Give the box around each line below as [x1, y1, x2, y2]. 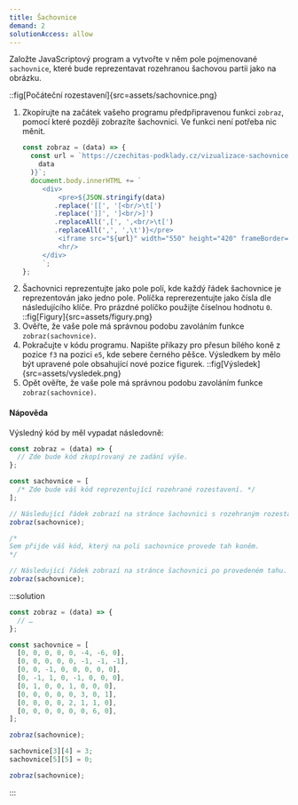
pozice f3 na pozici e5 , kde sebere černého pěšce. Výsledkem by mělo [21, 349, 281, 360]
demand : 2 [9, 21, 46, 30]
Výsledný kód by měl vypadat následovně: [9, 427, 164, 438]
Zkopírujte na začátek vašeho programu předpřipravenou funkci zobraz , [21, 108, 285, 118]
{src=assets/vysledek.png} [21, 368, 122, 379]
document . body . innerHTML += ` [30, 176, 142, 185]
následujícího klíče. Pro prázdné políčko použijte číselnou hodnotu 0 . [21, 302, 273, 313]
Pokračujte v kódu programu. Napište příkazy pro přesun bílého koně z [21, 339, 281, 351]
